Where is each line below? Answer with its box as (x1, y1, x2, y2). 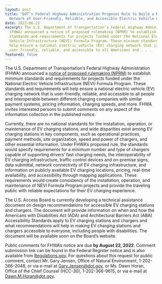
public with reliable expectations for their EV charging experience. (5, 188, 136, 194)
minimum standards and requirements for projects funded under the (5, 75, 140, 81)
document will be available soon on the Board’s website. (5, 233, 117, 239)
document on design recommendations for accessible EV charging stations (5, 202, 154, 208)
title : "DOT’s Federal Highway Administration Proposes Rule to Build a (5, 12, 154, 16)
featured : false (5, 52, 38, 57)
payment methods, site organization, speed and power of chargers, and (5, 136, 148, 142)
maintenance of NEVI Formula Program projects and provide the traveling (5, 182, 150, 189)
